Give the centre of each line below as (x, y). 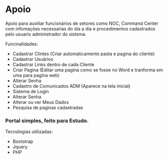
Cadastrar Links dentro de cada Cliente (53, 64)
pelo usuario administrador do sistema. (46, 34)
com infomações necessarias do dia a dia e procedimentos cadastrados (80, 28)
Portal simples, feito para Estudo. (47, 121)
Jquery (20, 147)
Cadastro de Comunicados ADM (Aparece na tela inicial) (71, 86)
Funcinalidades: (22, 44)
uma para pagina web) (36, 75)
